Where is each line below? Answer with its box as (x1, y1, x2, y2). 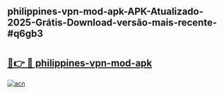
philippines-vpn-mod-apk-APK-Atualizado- (7, 6, 204, 18)
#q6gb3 (7, 28, 44, 40)
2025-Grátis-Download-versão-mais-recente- (7, 17, 218, 29)
